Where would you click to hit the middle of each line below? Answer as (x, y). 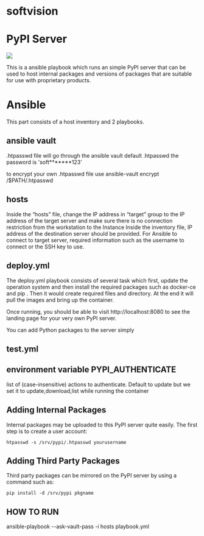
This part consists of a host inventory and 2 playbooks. (75, 122)
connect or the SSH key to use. (45, 246)
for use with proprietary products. (49, 80)
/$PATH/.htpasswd (30, 180)
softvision (33, 11)
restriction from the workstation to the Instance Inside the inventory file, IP (100, 227)
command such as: (30, 482)
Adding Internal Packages (56, 410)
